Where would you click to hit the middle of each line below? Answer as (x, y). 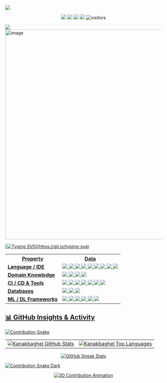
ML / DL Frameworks (33, 299)
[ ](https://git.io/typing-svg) (47, 246)
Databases (21, 291)
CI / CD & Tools (26, 283)
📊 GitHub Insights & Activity (50, 318)
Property (33, 259)
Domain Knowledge (32, 275)
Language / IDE (26, 267)
